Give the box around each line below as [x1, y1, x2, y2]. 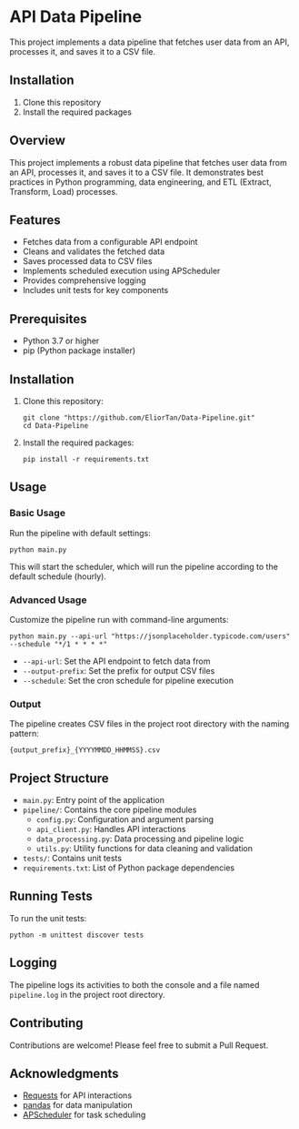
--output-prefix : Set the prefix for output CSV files [22, 665, 215, 676]
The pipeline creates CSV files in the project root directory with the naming [9, 718, 290, 729]
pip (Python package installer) [22, 345, 136, 356]
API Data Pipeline [9, 6, 143, 27]
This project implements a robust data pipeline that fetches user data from [9, 157, 288, 168]
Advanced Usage [9, 594, 87, 606]
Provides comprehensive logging [22, 275, 147, 286]
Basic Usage [9, 507, 66, 520]
